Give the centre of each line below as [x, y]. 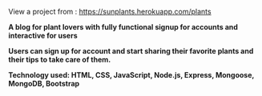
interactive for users [43, 36]
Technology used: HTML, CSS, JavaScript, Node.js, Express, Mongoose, [131, 75]
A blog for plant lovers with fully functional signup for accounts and [123, 27]
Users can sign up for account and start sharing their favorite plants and [131, 51]
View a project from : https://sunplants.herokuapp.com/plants [110, 12]
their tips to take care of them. [60, 60]
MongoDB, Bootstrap [44, 84]
